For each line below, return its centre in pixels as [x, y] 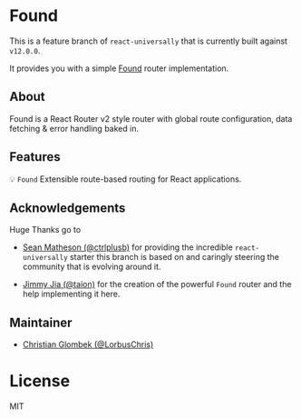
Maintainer [41, 322]
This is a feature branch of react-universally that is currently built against [149, 41]
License [40, 381]
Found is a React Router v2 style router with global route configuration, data [151, 118]
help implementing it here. [71, 294]
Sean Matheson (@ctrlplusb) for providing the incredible [127, 247]
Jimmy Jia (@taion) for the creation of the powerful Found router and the [157, 284]
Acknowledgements [68, 208]
